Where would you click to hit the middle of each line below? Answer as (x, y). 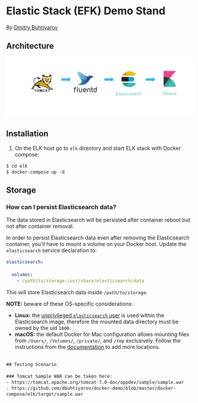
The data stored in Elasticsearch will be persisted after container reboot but (98, 220)
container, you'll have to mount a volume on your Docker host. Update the (96, 244)
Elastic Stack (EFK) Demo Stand (86, 11)
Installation (27, 134)
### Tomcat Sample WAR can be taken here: (59, 376)
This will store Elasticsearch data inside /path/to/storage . (77, 292)
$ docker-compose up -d (36, 172)
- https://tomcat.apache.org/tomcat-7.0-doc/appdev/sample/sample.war (95, 382)
